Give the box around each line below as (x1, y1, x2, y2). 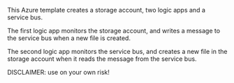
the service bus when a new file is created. (7, 34, 131, 42)
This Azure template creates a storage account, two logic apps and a (7, 6, 206, 14)
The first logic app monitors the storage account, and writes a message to (7, 27, 221, 35)
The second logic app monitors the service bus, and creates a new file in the (7, 48, 228, 55)
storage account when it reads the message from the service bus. (7, 55, 197, 63)
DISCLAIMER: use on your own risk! (7, 68, 110, 76)
